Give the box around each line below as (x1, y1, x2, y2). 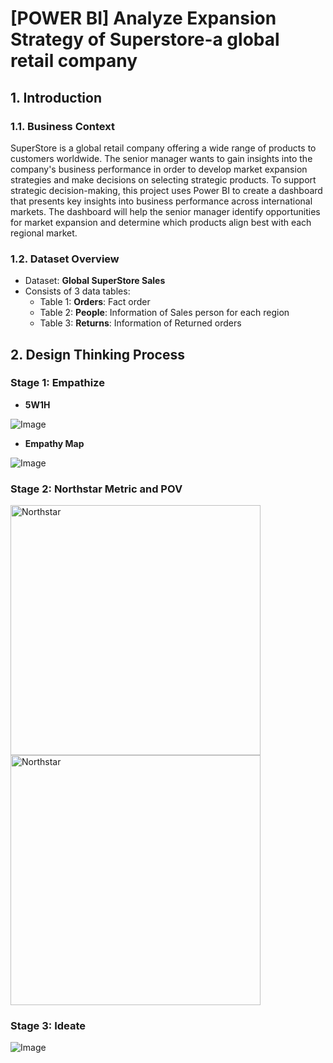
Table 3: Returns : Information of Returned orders (39, 317, 242, 329)
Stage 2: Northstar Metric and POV (10, 482, 183, 496)
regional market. (10, 227, 78, 239)
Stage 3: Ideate (10, 1019, 87, 1033)
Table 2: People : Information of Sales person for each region (39, 307, 290, 319)
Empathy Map (24, 437, 85, 449)
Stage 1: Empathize (10, 376, 105, 390)
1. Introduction (10, 89, 102, 106)
